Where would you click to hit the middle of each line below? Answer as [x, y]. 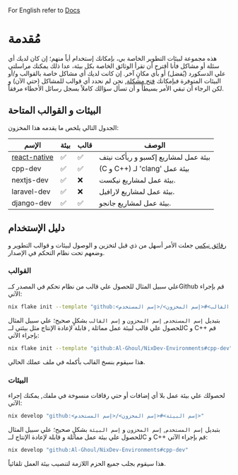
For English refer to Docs [44, 10]
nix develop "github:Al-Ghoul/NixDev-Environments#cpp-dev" [99, 450]
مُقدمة [24, 39]
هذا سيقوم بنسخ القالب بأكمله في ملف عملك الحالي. [77, 362]
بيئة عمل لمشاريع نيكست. [137, 180]
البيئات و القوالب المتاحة [55, 111]
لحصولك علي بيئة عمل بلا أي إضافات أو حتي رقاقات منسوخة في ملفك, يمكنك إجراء [117, 395]
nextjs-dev [30, 180]
